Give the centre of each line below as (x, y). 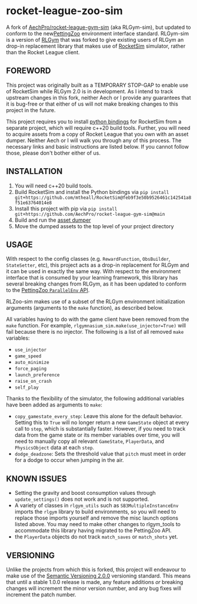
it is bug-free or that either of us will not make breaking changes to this (92, 104)
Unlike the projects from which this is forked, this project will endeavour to (96, 569)
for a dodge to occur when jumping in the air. (69, 460)
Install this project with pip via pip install (66, 208)
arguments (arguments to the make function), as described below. (85, 308)
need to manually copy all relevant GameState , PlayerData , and (89, 441)
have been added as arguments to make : (54, 405)
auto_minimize (32, 363)
